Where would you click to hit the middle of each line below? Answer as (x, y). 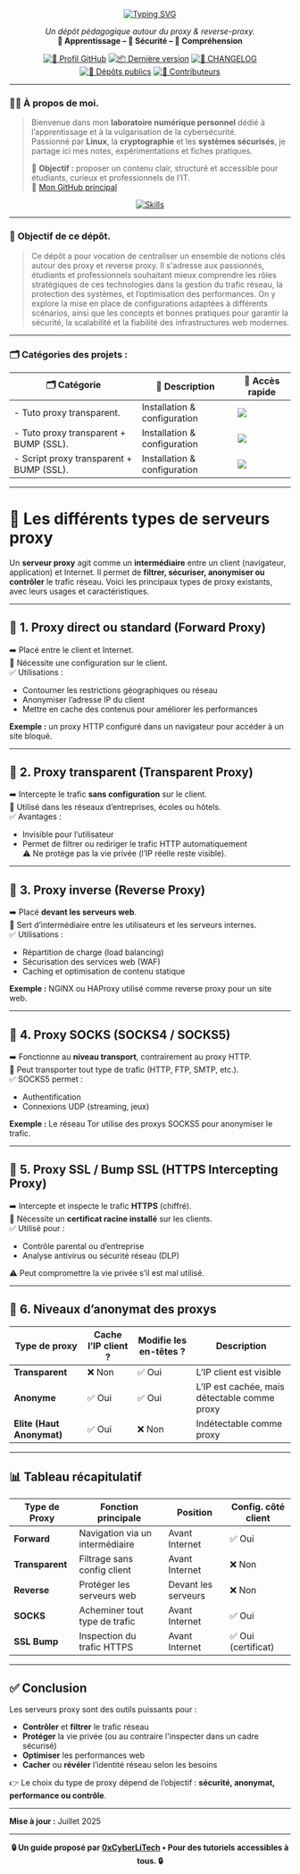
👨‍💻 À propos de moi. (54, 103)
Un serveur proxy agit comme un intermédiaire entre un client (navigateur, (148, 562)
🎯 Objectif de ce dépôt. (60, 236)
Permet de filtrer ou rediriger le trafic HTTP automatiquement (135, 844)
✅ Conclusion (48, 1688)
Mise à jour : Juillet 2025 (55, 1821)
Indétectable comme (239, 1423)
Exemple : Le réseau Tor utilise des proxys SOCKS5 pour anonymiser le (141, 1124)
